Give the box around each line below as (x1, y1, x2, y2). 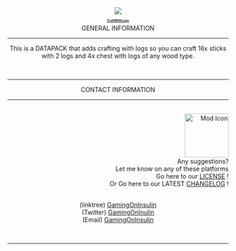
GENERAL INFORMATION (81, 24, 155, 32)
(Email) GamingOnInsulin (81, 216, 155, 224)
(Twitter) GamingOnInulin (81, 208, 155, 217)
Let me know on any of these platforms (115, 165, 229, 173)
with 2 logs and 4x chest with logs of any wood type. (41, 52, 195, 60)
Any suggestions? (176, 157, 229, 166)
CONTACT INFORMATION (80, 86, 156, 94)
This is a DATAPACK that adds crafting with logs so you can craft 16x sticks (9, 44, 227, 53)
